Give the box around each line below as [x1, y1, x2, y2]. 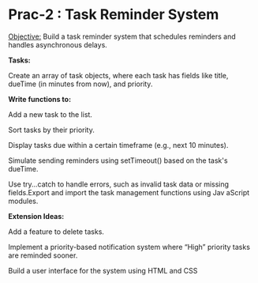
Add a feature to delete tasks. [8, 227, 105, 236]
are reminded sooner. [8, 251, 78, 260]
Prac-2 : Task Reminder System [8, 6, 219, 24]
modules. [8, 196, 39, 206]
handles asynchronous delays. [8, 40, 108, 49]
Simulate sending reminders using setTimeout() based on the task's [8, 156, 228, 165]
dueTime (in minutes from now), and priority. [8, 79, 153, 89]
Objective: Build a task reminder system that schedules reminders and [8, 32, 237, 41]
